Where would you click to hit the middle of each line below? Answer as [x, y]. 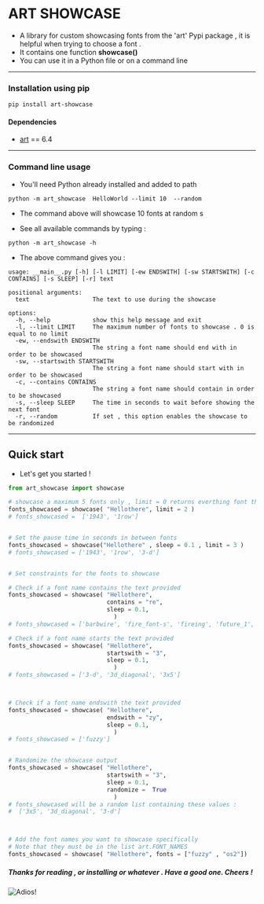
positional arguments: [45, 292]
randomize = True [137, 790]
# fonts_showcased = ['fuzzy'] [59, 740]
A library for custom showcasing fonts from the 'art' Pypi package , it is [135, 35]
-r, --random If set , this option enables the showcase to [131, 416]
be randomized [31, 423]
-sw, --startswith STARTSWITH [64, 361]
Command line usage [49, 167]
